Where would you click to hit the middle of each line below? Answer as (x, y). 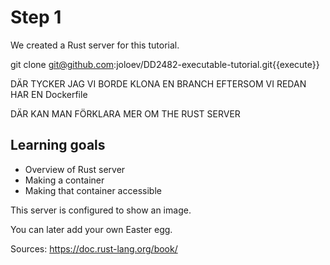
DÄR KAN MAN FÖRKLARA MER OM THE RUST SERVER (125, 113)
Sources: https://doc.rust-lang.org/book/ (94, 248)
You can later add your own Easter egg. (91, 229)
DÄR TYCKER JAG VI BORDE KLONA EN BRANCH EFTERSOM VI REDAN (158, 83)
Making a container (64, 180)
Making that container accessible (93, 190)
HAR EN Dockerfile (49, 94)
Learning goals (58, 145)
